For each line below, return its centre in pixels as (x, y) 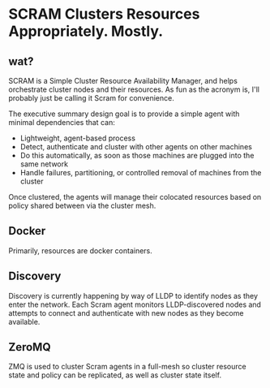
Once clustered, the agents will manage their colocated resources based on (135, 197)
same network (44, 164)
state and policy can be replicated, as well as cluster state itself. (115, 375)
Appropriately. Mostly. (86, 31)
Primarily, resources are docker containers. (80, 250)
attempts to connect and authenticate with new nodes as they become (126, 313)
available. (24, 321)
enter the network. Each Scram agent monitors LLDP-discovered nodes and (135, 304)
